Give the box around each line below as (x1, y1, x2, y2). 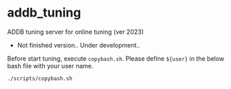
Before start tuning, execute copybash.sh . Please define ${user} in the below (7, 54, 225, 63)
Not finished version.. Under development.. (17, 41, 140, 49)
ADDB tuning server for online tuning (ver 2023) (7, 28, 144, 36)
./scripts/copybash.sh (7, 75, 73, 82)
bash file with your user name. (7, 61, 93, 70)
